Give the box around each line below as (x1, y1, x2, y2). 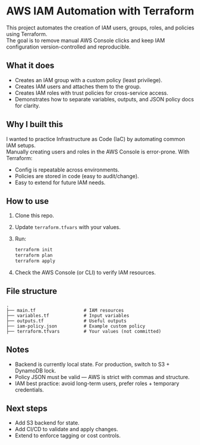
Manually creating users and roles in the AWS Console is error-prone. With (6, 148, 190, 155)
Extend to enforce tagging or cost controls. (14, 432, 121, 439)
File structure (6, 286, 57, 296)
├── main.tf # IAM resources (6, 307, 124, 313)
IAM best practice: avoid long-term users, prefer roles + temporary (14, 380, 180, 387)
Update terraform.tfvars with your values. (14, 224, 121, 231)
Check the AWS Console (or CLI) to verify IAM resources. (14, 269, 156, 276)
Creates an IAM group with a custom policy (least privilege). (14, 76, 162, 83)
